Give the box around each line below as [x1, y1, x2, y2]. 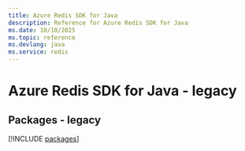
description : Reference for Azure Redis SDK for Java [8, 19, 189, 27]
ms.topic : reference [8, 33, 76, 42]
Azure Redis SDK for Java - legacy [8, 82, 238, 100]
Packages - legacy [8, 113, 101, 127]
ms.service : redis [8, 48, 69, 56]
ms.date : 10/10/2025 [8, 26, 76, 34]
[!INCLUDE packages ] [8, 134, 80, 143]
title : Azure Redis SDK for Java [8, 11, 118, 20]
